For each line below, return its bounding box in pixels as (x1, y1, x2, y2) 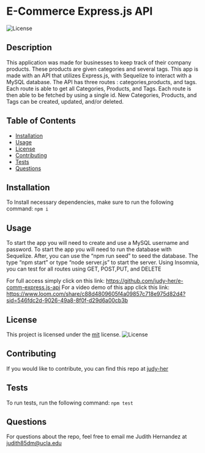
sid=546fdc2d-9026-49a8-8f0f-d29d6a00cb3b (6, 296, 129, 304)
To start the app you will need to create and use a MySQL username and (6, 239, 189, 247)
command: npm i (6, 205, 49, 212)
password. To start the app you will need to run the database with (6, 246, 172, 253)
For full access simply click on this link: (6, 277, 105, 285)
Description (6, 42, 52, 53)
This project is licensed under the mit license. (6, 331, 121, 338)
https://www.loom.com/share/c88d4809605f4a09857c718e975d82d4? (6, 290, 186, 298)
